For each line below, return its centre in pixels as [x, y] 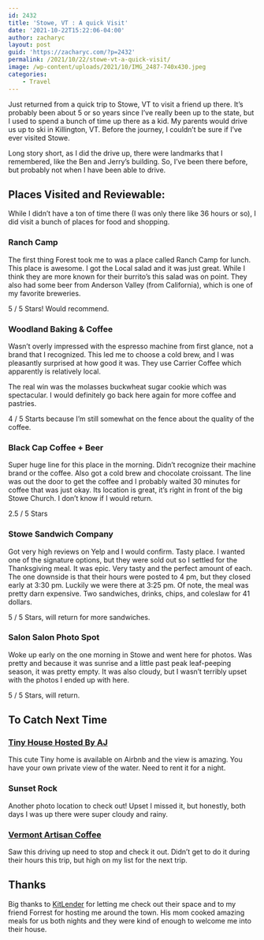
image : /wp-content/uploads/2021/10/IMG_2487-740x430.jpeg [107, 67]
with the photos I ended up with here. [69, 679]
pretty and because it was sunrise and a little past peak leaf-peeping [120, 663]
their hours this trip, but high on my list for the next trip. [98, 860]
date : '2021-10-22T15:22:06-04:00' [67, 30]
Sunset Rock [33, 788]
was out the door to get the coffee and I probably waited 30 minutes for [124, 482]
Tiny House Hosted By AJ [58, 743]
